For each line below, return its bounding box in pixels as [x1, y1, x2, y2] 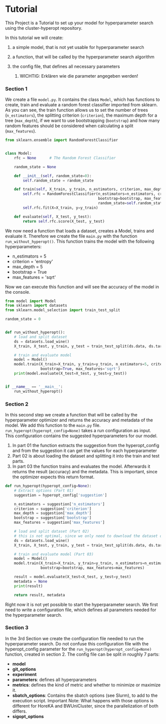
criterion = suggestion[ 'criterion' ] [14, 506, 92, 511]
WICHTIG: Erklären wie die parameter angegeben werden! [19, 73, 138, 79]
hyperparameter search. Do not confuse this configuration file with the [5, 640, 149, 646]
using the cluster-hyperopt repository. [5, 25, 83, 31]
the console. [5, 289, 31, 295]
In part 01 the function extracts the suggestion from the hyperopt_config [12, 443, 160, 449]
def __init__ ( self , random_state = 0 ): [14, 173, 92, 179]
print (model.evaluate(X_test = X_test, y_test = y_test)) [14, 371, 127, 376]
